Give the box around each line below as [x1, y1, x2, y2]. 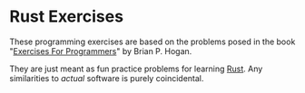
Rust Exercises [9, 6, 124, 27]
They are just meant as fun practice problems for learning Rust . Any [9, 63, 263, 74]
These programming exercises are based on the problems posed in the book [9, 36, 296, 47]
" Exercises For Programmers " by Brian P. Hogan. [9, 45, 192, 56]
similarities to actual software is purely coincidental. [9, 72, 204, 83]
